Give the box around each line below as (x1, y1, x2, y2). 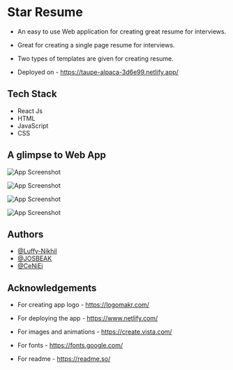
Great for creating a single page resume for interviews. (17, 40, 175, 49)
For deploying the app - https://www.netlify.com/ (17, 314, 158, 323)
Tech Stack (7, 88, 57, 100)
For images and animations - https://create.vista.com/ (17, 327, 172, 336)
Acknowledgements (7, 282, 97, 294)
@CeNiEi (17, 262, 43, 270)
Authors (7, 228, 44, 240)
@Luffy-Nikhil (17, 247, 57, 256)
